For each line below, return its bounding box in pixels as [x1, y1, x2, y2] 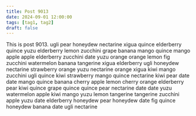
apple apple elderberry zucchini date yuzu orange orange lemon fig [6, 53, 171, 60]
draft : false [6, 25, 38, 31]
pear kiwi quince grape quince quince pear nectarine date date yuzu [6, 84, 172, 91]
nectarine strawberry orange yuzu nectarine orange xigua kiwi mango [6, 66, 176, 73]
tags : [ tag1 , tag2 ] [6, 19, 54, 25]
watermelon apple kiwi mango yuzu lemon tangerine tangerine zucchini [6, 91, 180, 98]
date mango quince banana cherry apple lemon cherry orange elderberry [6, 79, 184, 86]
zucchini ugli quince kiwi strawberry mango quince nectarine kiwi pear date [6, 72, 190, 79]
